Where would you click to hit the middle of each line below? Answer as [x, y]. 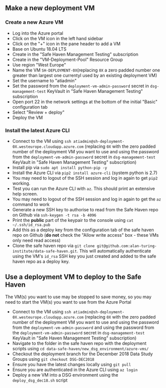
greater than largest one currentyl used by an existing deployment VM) [85, 75]
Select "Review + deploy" [38, 112]
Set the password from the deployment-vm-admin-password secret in [81, 86]
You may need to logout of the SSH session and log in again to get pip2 [85, 178]
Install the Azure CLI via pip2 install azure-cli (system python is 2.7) [85, 173]
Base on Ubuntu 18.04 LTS [39, 49]
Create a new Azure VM [34, 22]
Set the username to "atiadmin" [44, 80]
